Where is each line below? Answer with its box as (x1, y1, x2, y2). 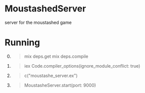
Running (4, 37, 40, 48)
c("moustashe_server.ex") (24, 73, 78, 79)
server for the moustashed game (4, 19, 72, 25)
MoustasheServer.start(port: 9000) (24, 82, 96, 88)
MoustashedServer (4, 3, 86, 14)
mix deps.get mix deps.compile (24, 53, 88, 59)
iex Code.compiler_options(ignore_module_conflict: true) (24, 63, 141, 69)
